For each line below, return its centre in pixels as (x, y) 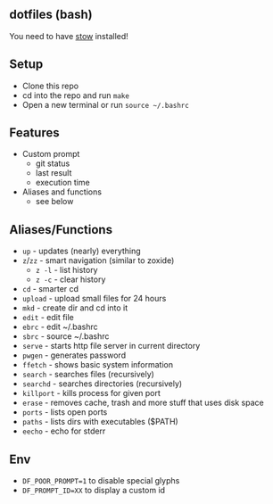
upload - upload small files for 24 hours (94, 299)
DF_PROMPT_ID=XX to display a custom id (94, 491)
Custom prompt (51, 154)
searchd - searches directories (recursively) (102, 384)
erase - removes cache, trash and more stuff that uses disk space (143, 403)
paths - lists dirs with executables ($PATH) (100, 422)
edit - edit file (48, 318)
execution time (63, 183)
